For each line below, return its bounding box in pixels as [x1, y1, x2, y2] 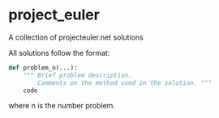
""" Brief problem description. [23, 71, 132, 79]
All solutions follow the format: [8, 48, 110, 57]
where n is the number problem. [8, 101, 116, 111]
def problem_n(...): [8, 63, 79, 72]
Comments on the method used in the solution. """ [37, 78, 213, 86]
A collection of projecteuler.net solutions [8, 32, 144, 42]
